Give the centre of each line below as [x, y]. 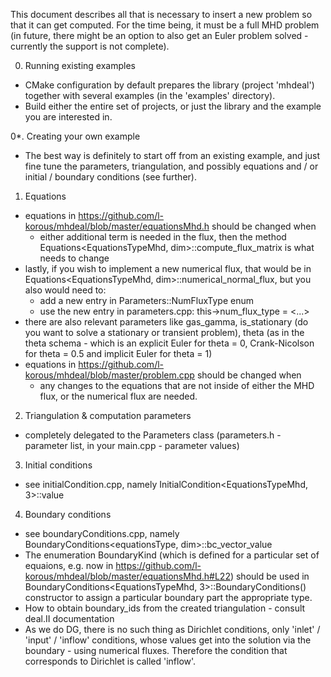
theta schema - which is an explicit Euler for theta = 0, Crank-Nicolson [169, 343]
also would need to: [65, 290]
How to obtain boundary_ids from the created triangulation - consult [165, 608]
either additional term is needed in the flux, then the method [163, 237]
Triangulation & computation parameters [108, 415]
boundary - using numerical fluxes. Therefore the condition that [156, 650]
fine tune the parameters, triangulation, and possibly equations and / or [171, 166]
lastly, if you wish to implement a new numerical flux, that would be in [168, 268]
